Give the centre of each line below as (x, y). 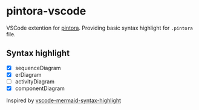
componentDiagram (40, 88)
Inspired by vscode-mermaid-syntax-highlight (64, 100)
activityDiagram (34, 81)
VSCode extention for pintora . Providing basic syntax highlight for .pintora (100, 28)
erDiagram (28, 74)
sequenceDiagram (38, 68)
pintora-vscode (46, 11)
